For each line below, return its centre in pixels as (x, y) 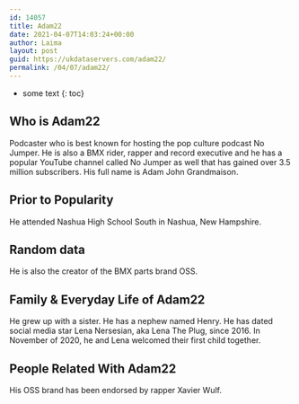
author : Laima (36, 43)
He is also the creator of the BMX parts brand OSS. (104, 271)
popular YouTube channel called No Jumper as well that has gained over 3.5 (150, 162)
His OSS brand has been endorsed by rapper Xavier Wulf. (116, 390)
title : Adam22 (36, 26)
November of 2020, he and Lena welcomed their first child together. (135, 340)
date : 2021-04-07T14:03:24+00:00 (72, 34)
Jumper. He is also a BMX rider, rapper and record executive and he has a (146, 153)
